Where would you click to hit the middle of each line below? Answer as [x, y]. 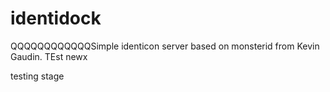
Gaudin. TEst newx [49, 56]
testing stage [37, 76]
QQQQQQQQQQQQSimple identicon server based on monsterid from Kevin [165, 46]
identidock [56, 18]
